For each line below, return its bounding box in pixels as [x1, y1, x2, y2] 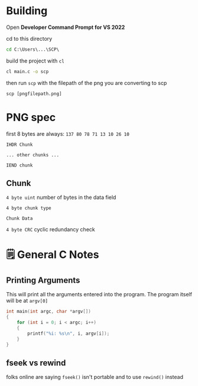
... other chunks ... [6, 152, 60, 158]
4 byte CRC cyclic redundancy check [6, 226, 96, 233]
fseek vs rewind [6, 358, 66, 368]
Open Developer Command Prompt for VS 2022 [6, 24, 125, 31]
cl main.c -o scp [6, 68, 49, 74]
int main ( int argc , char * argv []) [6, 309, 92, 315]
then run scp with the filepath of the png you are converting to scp [6, 79, 167, 86]
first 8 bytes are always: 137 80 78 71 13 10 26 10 [6, 130, 130, 137]
